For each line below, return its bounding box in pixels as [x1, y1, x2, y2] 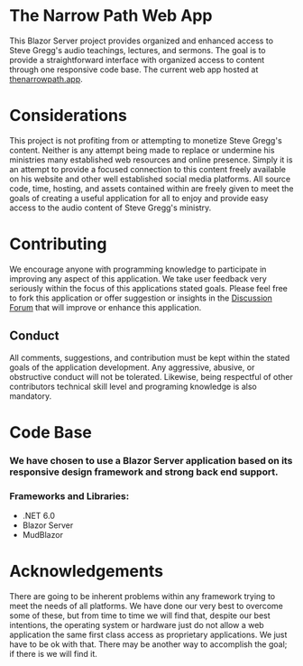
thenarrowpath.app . [9, 73, 83, 84]
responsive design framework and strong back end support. [9, 466, 279, 478]
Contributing [9, 234, 107, 254]
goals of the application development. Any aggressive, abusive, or [9, 362, 255, 373]
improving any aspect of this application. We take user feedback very [9, 273, 268, 284]
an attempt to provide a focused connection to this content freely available [9, 163, 287, 174]
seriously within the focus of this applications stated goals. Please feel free [9, 282, 289, 293]
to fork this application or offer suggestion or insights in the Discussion [9, 292, 272, 303]
